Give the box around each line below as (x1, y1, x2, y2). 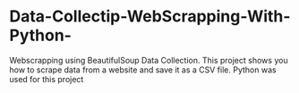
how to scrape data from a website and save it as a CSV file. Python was (9, 64, 277, 75)
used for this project (9, 73, 84, 84)
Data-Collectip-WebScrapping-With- (9, 6, 291, 27)
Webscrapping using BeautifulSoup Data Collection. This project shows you (9, 55, 288, 65)
